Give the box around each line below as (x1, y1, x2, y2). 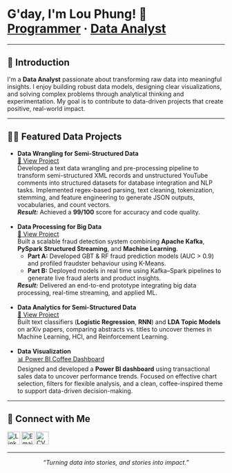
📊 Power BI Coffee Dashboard (17, 354, 105, 363)
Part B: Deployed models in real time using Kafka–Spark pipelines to (27, 266, 222, 274)
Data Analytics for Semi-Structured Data (17, 303, 137, 311)
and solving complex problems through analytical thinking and (7, 90, 184, 98)
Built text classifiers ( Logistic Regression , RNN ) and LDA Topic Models (17, 317, 221, 326)
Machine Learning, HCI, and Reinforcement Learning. (17, 332, 169, 341)
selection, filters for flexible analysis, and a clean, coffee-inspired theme (17, 379, 223, 388)
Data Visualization (17, 347, 71, 355)
